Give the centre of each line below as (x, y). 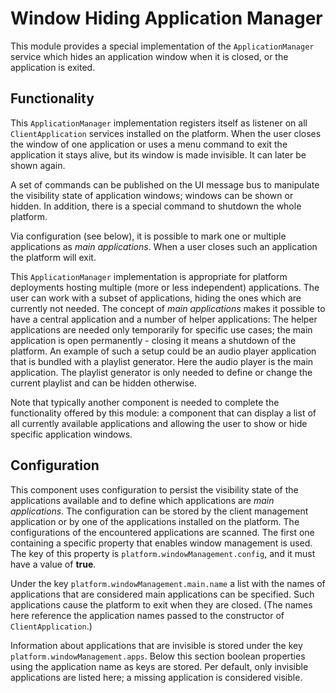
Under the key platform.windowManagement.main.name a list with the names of (168, 583)
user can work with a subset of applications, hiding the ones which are (156, 298)
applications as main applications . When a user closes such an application (164, 246)
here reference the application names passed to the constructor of (147, 615)
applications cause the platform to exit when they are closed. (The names (161, 604)
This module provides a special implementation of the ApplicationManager (162, 46)
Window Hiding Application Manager (166, 18)
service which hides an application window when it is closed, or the (149, 56)
